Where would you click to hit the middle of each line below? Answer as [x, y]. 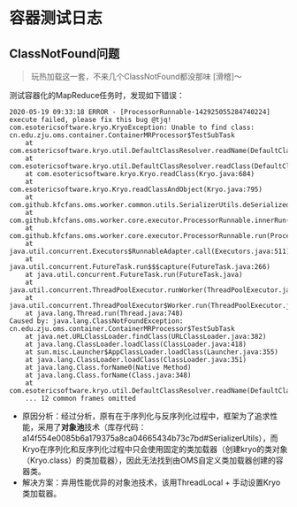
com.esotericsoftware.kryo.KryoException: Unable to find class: [132, 127]
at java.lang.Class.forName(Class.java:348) [108, 375]
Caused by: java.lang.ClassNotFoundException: [96, 321]
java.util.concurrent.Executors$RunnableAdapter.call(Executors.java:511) [150, 251]
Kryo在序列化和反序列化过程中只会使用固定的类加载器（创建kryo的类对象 [155, 449]
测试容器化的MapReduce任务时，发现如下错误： [97, 95]
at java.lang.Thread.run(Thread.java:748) [104, 313]
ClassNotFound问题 [65, 54]
